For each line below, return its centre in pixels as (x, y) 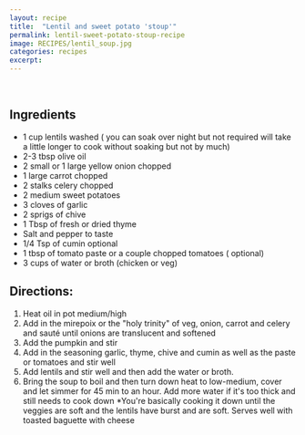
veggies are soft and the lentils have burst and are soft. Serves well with (158, 410)
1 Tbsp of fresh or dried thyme (80, 223)
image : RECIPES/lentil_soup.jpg (71, 43)
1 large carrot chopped (65, 175)
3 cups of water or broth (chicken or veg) (100, 263)
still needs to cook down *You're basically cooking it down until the (149, 400)
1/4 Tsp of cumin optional (70, 243)
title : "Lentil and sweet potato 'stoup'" (93, 26)
